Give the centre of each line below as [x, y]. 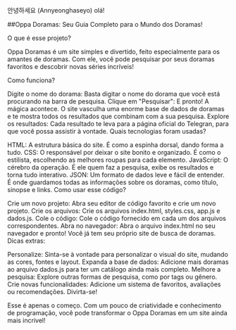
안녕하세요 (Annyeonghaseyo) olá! [56, 10]
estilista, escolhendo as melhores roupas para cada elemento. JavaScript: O [118, 160]
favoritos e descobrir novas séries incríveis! [71, 66]
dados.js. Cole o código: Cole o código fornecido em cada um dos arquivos [117, 218]
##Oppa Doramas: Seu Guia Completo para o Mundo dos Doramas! [105, 24]
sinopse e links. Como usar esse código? [67, 190]
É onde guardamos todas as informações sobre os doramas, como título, [113, 182]
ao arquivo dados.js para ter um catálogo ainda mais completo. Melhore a [114, 269]
